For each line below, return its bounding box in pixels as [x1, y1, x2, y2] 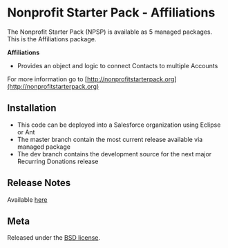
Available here [7, 195, 48, 204]
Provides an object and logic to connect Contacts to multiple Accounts [17, 61, 218, 70]
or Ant [17, 127, 35, 136]
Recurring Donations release [17, 157, 99, 165]
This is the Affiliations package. [7, 34, 97, 43]
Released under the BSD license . [7, 234, 101, 242]
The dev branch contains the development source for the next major [17, 149, 212, 158]
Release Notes [7, 177, 71, 189]
